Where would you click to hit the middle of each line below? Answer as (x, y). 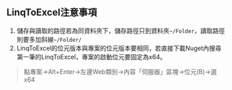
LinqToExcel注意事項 (52, 13)
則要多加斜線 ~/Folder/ (49, 39)
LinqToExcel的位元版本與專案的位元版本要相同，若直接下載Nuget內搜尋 (119, 48)
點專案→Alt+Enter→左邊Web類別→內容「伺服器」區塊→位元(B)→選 (120, 71)
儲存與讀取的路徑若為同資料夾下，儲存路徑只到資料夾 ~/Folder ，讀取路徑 (121, 31)
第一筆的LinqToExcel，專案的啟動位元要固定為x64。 (91, 57)
